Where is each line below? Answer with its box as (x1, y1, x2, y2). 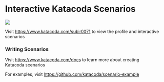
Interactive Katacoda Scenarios (5, 3, 136, 15)
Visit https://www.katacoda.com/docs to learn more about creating (5, 57, 140, 63)
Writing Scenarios (5, 46, 49, 52)
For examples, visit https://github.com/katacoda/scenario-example (5, 71, 139, 77)
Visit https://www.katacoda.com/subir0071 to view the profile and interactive (5, 28, 159, 34)
